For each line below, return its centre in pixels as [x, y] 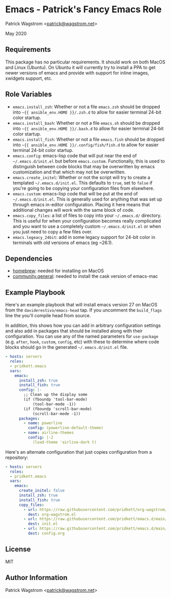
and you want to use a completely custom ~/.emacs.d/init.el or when [87, 226]
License [18, 549]
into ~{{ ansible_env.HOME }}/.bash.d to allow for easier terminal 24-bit [88, 128]
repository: [17, 457]
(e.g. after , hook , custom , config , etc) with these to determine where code [82, 342]
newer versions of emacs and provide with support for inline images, [77, 73]
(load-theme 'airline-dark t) [64, 442]
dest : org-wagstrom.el [52, 514]
